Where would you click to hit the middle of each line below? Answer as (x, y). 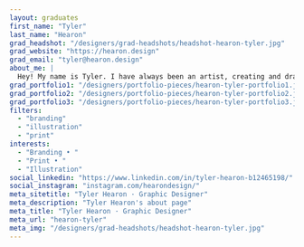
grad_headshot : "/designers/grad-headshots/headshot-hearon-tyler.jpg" (147, 43)
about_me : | (32, 69)
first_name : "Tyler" (48, 26)
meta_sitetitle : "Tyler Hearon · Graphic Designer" (109, 195)
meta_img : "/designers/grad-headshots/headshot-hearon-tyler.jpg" (137, 228)
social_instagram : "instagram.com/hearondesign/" (105, 186)
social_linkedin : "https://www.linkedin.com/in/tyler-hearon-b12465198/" (152, 177)
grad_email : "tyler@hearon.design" (76, 60)
